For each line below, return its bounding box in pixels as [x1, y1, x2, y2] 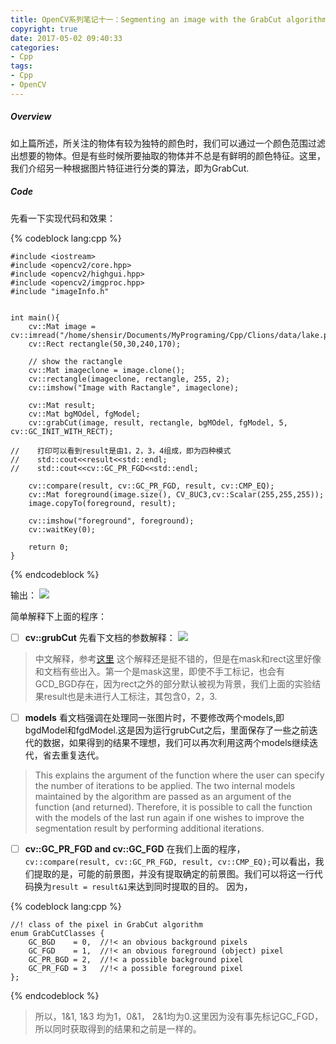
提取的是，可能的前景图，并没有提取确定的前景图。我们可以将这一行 [33, 867, 315, 880]
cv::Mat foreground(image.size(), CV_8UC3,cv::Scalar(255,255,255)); [28, 489, 325, 500]
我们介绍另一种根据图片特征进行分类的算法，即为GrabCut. [10, 162, 250, 174]
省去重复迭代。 [42, 749, 105, 761]
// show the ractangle [28, 356, 123, 366]
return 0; [28, 542, 70, 552]
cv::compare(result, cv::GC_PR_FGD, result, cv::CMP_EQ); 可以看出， [24, 855, 316, 867]
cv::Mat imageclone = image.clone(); [28, 365, 186, 375]
